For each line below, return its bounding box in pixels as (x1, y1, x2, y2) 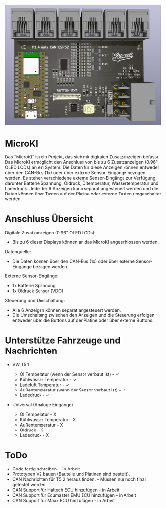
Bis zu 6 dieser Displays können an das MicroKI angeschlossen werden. (12, 239, 159, 245)
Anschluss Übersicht (5, 213, 93, 225)
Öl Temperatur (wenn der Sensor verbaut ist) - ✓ (19, 371, 120, 377)
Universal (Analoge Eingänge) (12, 402, 73, 408)
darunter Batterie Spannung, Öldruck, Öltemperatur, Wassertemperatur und (5, 180, 159, 186)
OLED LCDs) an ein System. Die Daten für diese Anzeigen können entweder (5, 164, 160, 170)
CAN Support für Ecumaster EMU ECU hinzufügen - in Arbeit (12, 492, 136, 498)
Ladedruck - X (19, 432, 49, 438)
